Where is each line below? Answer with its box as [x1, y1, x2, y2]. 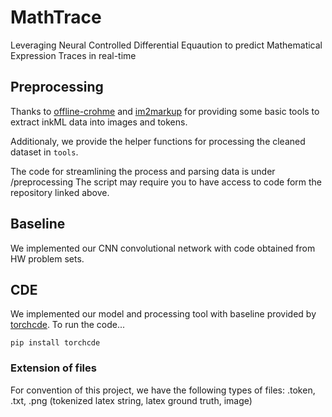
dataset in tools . [10, 146, 79, 158]
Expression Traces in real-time [10, 49, 137, 61]
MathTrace [10, 6, 102, 29]
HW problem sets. [10, 252, 85, 265]
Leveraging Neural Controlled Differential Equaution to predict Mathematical [10, 39, 323, 51]
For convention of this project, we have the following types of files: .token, [10, 384, 316, 396]
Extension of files [10, 361, 97, 375]
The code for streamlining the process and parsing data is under [10, 165, 276, 177]
